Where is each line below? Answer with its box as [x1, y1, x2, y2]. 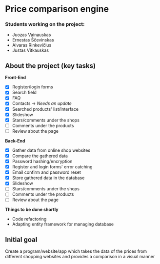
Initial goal [5, 235, 38, 244]
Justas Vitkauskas [12, 47, 49, 53]
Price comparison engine [5, 3, 109, 15]
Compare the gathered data [12, 153, 68, 159]
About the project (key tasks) [5, 61, 96, 70]
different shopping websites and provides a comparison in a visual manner [5, 254, 155, 260]
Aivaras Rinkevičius [12, 42, 52, 48]
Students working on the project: [5, 21, 85, 28]
